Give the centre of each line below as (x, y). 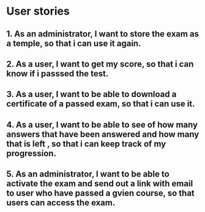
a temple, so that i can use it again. (74, 43)
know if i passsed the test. (58, 74)
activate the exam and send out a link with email (100, 184)
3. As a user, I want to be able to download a (91, 94)
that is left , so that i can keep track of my (86, 144)
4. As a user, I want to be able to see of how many (102, 124)
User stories (38, 11)
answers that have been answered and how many (103, 134)
